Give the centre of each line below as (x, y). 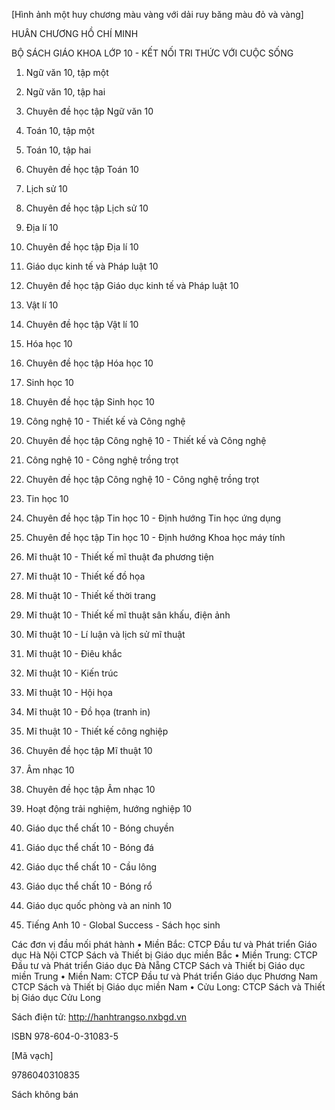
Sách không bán (45, 1094)
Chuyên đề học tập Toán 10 (82, 169)
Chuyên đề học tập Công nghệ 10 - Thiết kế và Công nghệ (146, 440)
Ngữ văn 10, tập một (67, 72)
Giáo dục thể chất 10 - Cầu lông (91, 867)
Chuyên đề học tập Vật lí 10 (82, 324)
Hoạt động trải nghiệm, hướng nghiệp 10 (109, 808)
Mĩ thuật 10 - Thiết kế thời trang (90, 595)
